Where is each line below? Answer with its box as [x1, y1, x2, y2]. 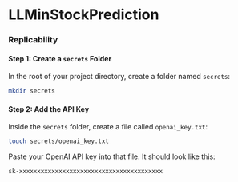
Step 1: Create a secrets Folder [8, 53, 112, 63]
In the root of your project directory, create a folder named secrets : [8, 72, 231, 81]
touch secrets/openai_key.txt [8, 137, 110, 145]
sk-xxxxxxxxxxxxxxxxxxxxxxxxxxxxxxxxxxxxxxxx [8, 168, 163, 176]
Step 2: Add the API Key [8, 104, 90, 113]
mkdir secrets [8, 87, 56, 95]
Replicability [8, 34, 58, 45]
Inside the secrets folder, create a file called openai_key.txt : [8, 122, 208, 132]
